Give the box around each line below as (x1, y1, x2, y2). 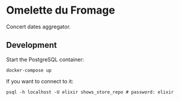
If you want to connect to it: (6, 77, 74, 84)
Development (6, 40, 58, 50)
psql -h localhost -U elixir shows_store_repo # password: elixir (6, 89, 174, 95)
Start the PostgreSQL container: (6, 56, 84, 63)
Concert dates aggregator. (6, 23, 71, 30)
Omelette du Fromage (6, 4, 115, 17)
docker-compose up (6, 67, 52, 73)
